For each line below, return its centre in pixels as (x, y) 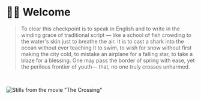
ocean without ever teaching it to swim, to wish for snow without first (106, 48)
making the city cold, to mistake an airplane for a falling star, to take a (107, 54)
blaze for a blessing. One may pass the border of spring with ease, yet (108, 60)
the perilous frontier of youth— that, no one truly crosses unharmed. (105, 66)
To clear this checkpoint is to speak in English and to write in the (100, 29)
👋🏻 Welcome (38, 12)
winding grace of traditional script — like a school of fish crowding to (106, 35)
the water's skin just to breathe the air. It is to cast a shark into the (102, 41)
